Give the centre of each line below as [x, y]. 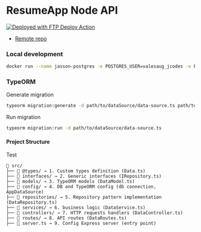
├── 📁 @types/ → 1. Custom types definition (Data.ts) [76, 171]
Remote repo [31, 38]
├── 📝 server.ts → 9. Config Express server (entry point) [81, 224]
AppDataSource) [25, 192]
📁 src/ [14, 166]
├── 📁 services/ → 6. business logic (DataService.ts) [76, 208]
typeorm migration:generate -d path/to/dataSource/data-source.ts [91, 106]
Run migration [23, 117]
